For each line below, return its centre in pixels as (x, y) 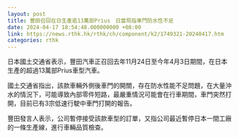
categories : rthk (33, 41)
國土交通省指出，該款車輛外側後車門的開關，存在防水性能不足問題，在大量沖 (119, 85)
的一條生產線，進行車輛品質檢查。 (57, 127)
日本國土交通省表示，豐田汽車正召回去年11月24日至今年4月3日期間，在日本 (117, 62)
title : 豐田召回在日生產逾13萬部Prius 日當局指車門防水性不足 (91, 21)
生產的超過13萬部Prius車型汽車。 (55, 70)
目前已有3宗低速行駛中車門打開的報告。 (78, 103)
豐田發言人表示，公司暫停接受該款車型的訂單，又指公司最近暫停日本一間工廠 (119, 119)
